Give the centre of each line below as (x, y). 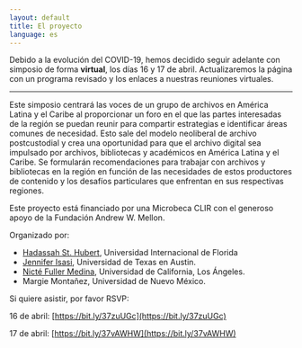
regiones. (27, 191)
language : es (34, 34)
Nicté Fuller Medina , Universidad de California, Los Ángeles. (133, 272)
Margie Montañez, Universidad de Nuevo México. (114, 281)
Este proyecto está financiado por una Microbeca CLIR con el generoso (142, 209)
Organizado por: (40, 236)
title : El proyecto (46, 26)
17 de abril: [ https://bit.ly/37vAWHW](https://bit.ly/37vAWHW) (123, 334)
